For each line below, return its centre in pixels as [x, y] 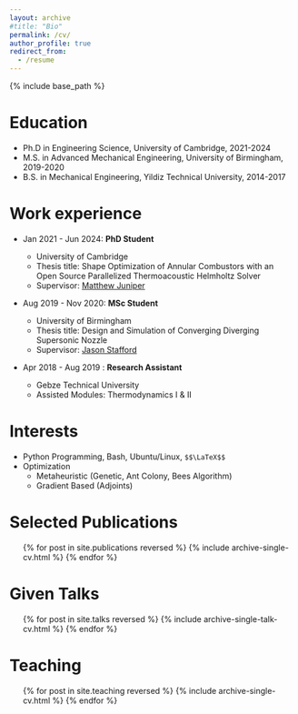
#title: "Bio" [36, 26]
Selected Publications [94, 522]
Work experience [76, 214]
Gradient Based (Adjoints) [84, 485]
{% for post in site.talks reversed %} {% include [112, 618]
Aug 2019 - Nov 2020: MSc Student [90, 303]
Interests [44, 432]
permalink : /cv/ [40, 35]
